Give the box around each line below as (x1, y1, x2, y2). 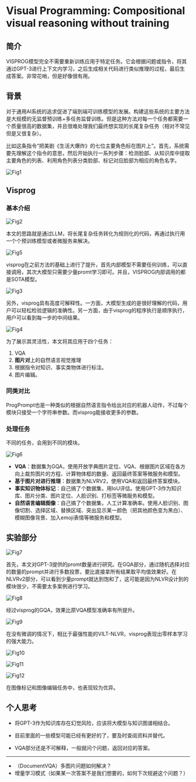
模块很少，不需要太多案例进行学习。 (6, 583, 93, 590)
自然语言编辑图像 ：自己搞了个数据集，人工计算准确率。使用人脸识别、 (14, 499, 184, 507)
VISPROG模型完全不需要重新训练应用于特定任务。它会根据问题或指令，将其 (6, 58, 187, 65)
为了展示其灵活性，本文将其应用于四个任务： (6, 337, 114, 345)
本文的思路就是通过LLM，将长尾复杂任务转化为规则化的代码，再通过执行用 (6, 230, 185, 237)
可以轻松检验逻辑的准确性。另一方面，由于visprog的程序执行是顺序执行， (10, 306, 188, 314)
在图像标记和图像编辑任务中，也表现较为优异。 (6, 684, 118, 691)
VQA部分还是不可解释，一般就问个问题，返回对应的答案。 (14, 744, 153, 751)
